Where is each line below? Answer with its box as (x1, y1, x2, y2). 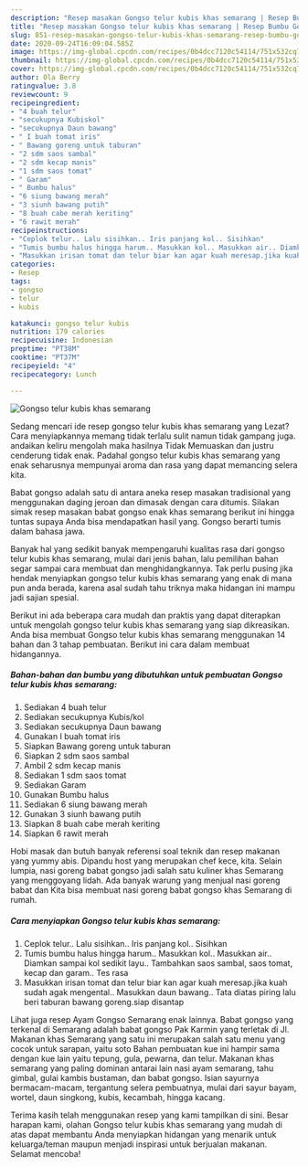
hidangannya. (10, 648, 62, 659)
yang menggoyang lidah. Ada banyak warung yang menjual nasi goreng (10, 875, 281, 886)
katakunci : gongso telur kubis (10, 319, 130, 328)
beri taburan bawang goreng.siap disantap (23, 997, 185, 1008)
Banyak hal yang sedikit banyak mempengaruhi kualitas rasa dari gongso (10, 543, 286, 554)
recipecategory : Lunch (10, 369, 97, 379)
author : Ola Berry (10, 73, 80, 82)
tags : (10, 277, 31, 286)
